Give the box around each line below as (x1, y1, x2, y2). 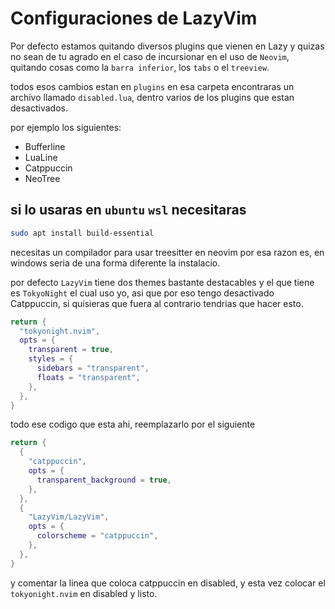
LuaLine (24, 151, 58, 163)
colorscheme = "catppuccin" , (36, 531, 159, 541)
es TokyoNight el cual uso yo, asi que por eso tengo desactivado (10, 287, 275, 299)
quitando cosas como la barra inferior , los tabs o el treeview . (10, 61, 270, 73)
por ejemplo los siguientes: (10, 121, 122, 133)
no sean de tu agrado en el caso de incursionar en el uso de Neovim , (10, 50, 290, 62)
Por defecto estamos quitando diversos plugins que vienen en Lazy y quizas (10, 40, 325, 52)
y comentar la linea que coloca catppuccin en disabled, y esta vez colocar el (10, 577, 326, 589)
